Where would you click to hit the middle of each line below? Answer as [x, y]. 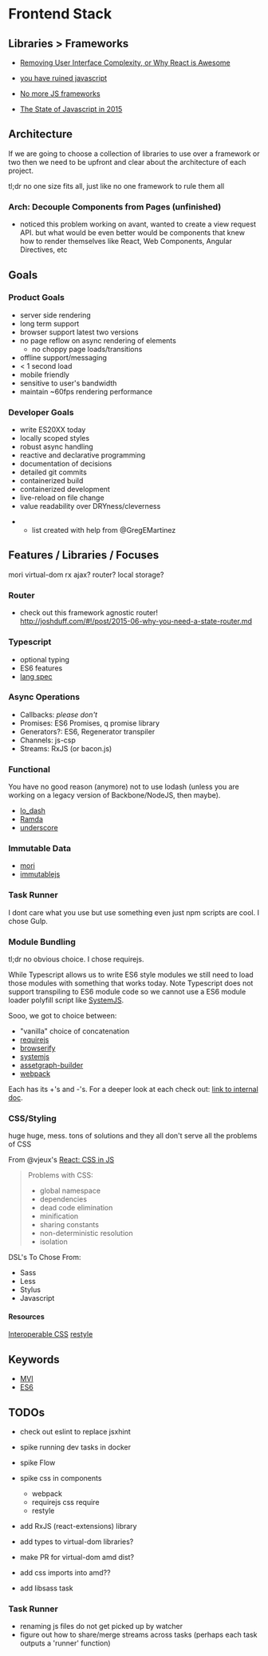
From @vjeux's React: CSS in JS [61, 1160]
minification [59, 1216]
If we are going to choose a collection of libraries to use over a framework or [134, 154]
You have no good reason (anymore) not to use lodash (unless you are [124, 787]
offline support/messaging [63, 358]
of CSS [20, 1144]
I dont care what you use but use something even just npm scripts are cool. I [134, 912]
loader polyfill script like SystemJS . [66, 1000]
